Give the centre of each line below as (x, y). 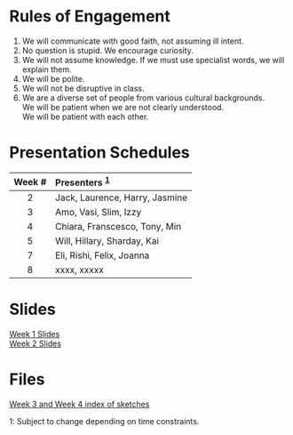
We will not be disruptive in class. (83, 88)
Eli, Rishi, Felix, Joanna (102, 255)
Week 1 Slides (35, 334)
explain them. (47, 69)
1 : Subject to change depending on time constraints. (104, 422)
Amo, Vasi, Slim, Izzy (98, 213)
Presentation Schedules (100, 153)
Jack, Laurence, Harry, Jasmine (121, 197)
